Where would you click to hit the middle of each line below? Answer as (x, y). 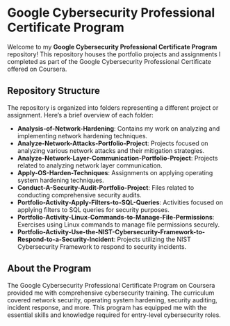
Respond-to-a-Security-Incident (65, 239)
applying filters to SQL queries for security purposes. (93, 209)
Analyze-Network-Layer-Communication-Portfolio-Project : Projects (117, 158)
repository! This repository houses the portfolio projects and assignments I (114, 54)
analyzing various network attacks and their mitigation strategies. (111, 150)
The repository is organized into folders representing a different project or (113, 107)
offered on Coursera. (37, 69)
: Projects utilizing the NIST (152, 239)
